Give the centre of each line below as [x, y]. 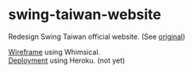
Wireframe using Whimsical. [54, 52]
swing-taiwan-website [85, 15]
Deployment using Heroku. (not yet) [67, 60]
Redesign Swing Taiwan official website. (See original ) [97, 36]
